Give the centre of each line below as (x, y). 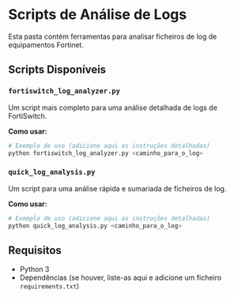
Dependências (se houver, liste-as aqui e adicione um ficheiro (121, 277)
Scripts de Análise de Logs (98, 15)
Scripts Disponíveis (57, 70)
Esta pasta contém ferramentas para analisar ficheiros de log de (113, 36)
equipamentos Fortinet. (46, 44)
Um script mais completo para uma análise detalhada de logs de (113, 108)
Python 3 (34, 270)
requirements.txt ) (49, 286)
